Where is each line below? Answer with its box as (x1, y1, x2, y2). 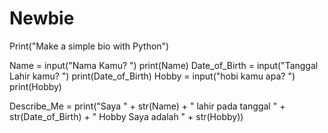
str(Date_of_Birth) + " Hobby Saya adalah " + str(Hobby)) (9, 110, 244, 122)
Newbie (9, 7, 75, 30)
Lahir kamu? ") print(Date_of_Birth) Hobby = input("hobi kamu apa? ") (9, 70, 296, 82)
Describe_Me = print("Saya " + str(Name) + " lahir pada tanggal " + (9, 100, 286, 112)
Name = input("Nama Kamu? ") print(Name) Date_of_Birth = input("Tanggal (9, 59, 319, 71)
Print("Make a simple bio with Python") (9, 40, 170, 52)
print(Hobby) (9, 80, 62, 92)
